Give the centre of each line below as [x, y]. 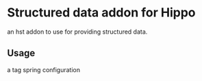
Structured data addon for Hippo [101, 13]
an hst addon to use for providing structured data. [77, 32]
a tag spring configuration [44, 69]
